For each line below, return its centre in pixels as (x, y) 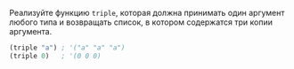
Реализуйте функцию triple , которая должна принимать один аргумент (147, 13)
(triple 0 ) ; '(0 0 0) (55, 56)
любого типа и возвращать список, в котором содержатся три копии (141, 22)
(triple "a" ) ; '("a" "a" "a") (67, 48)
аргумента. (31, 31)
